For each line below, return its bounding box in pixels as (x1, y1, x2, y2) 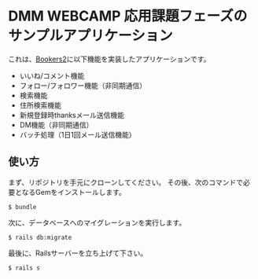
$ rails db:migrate (8, 233, 72, 241)
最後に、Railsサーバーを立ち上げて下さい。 (8, 248, 148, 258)
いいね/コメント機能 (19, 71, 85, 80)
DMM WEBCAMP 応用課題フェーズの (8, 7, 248, 25)
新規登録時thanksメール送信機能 (19, 110, 124, 119)
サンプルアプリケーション (8, 27, 173, 45)
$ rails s (8, 264, 41, 272)
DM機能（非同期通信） (19, 119, 94, 130)
